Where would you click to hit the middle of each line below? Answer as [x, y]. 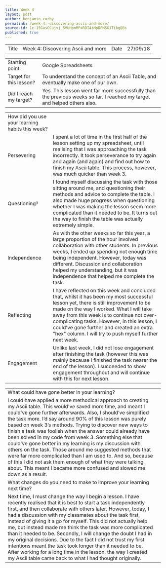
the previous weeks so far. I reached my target [96, 97]
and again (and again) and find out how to [101, 162]
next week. [65, 340]
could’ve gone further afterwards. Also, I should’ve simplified [78, 413]
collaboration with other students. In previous [105, 246]
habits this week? [28, 129]
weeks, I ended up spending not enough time [105, 251]
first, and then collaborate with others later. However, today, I [78, 509]
